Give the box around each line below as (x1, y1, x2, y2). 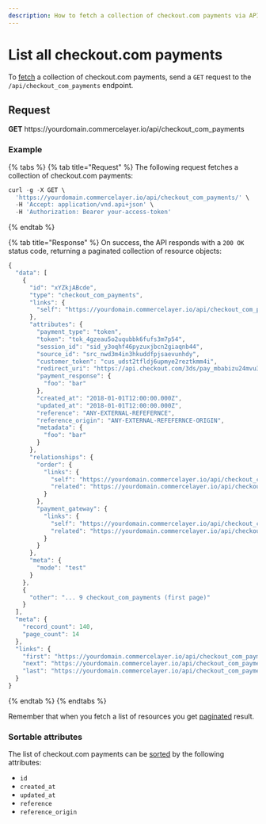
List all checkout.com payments (8, 45, 223, 63)
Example (8, 144, 43, 155)
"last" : (22, 667, 47, 675)
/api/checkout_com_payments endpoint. (8, 80, 134, 90)
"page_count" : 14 (22, 630, 80, 638)
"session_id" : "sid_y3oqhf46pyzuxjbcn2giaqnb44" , (36, 343, 203, 351)
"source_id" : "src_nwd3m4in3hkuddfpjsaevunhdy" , (36, 350, 200, 358)
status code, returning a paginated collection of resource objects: (8, 247, 222, 256)
